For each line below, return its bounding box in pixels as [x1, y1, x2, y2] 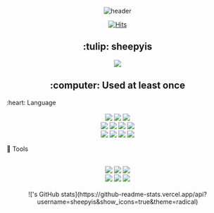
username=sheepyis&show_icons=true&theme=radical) [37, 197, 199, 206]
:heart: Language [6, 98, 57, 107]
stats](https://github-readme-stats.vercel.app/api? [61, 190, 207, 198]
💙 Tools [6, 145, 29, 153]
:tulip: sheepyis [82, 41, 153, 53]
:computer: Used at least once [49, 80, 186, 92]
